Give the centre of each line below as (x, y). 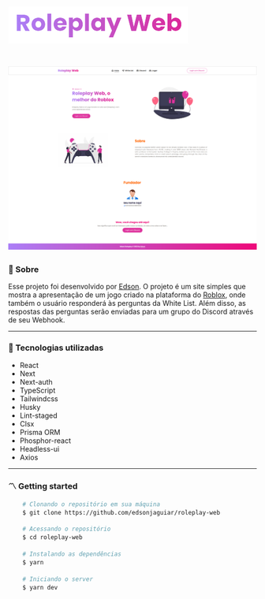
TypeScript (37, 390)
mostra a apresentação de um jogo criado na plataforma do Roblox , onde (127, 295)
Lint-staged (38, 415)
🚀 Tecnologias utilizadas (56, 348)
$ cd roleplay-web (52, 538)
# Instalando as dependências (72, 554)
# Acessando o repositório (67, 529)
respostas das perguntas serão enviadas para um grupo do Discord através (131, 312)
